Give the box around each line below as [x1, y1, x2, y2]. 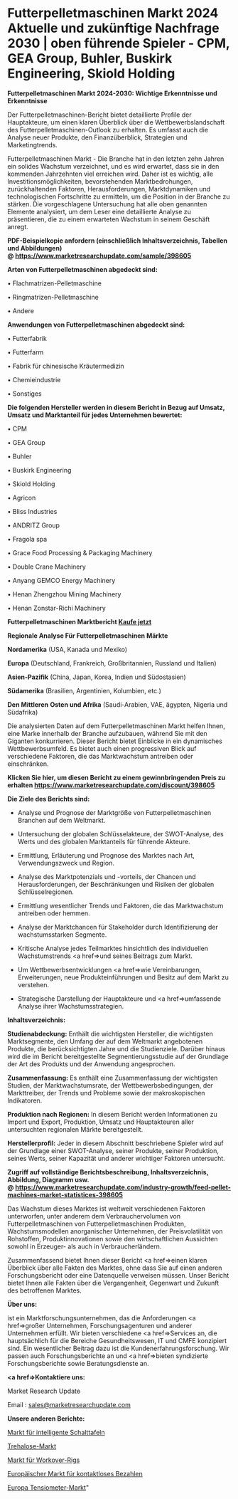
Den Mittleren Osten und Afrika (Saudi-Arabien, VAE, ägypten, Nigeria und [7, 700, 228, 709]
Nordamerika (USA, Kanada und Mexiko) [7, 645, 128, 653]
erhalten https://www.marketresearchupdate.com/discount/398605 [7, 781, 215, 789]
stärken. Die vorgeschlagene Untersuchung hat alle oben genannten [7, 199, 207, 208]
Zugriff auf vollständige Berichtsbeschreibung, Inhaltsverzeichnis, [7, 1167, 209, 1176]
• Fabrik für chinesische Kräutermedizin [7, 362, 124, 370]
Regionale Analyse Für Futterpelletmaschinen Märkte [7, 631, 168, 640]
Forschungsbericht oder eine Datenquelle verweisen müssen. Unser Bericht [7, 1271, 229, 1279]
